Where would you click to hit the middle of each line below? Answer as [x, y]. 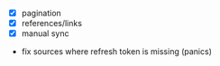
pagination [41, 13]
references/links [52, 24]
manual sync [45, 33]
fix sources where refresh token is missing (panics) [117, 52]
